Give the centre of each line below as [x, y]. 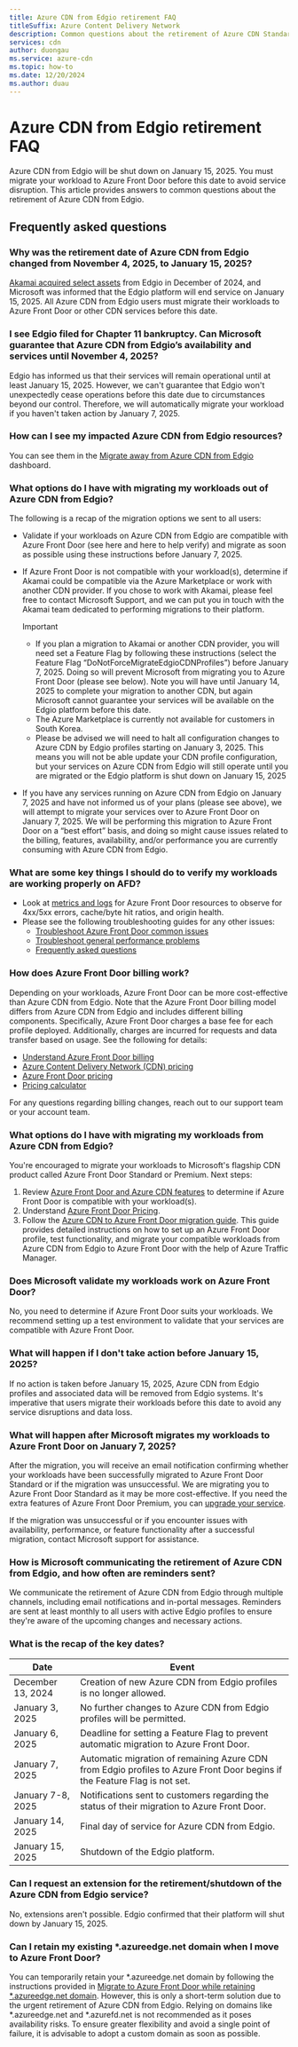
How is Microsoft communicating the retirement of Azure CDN [145, 1561]
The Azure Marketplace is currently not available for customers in [155, 719]
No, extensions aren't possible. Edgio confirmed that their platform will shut [147, 1914]
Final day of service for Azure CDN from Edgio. [177, 1826]
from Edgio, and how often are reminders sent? [112, 1573]
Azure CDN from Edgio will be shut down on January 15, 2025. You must [141, 170]
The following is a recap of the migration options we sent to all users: [135, 518]
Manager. [39, 1258]
